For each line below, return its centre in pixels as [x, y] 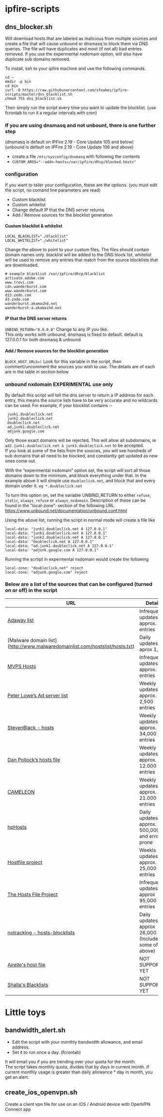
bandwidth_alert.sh [35, 1030]
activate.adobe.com [25, 278]
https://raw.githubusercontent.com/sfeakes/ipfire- [76, 90]
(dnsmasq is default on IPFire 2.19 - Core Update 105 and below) [69, 142]
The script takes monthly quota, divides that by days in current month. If [77, 1067]
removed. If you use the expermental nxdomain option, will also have [74, 54]
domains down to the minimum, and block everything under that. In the [76, 475]
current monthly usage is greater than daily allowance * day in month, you [79, 1072]
